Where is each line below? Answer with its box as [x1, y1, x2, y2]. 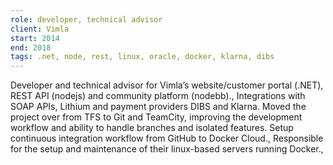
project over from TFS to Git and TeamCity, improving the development [10, 111, 303, 123]
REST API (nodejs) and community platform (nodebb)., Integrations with [10, 90, 306, 102]
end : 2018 [10, 42, 52, 53]
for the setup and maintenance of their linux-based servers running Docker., [10, 143, 324, 155]
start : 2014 [10, 33, 60, 43]
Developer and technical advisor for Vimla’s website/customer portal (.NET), [10, 79, 324, 91]
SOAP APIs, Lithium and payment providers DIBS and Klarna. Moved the [10, 101, 307, 113]
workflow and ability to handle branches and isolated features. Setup [10, 122, 294, 134]
